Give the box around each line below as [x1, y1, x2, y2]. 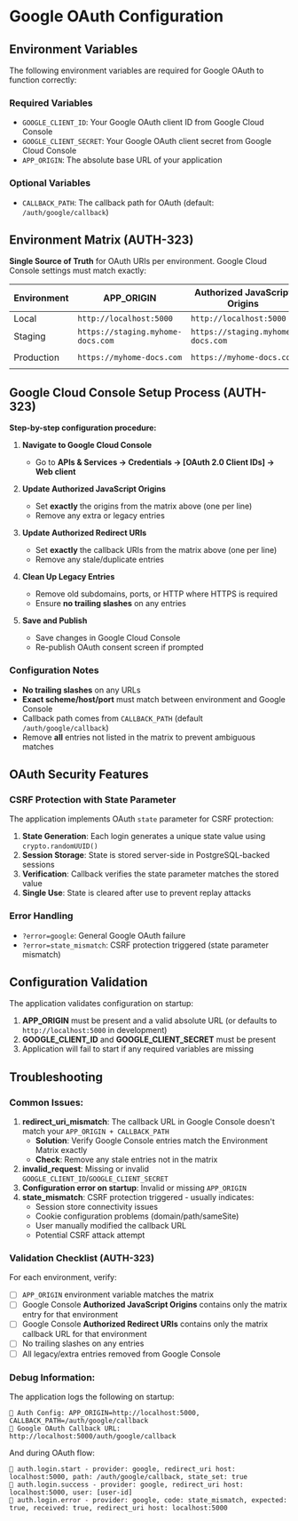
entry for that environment [21, 1309, 119, 1320]
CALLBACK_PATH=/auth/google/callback [9, 1416, 149, 1425]
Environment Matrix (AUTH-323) [9, 232, 194, 247]
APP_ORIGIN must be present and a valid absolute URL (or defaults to [21, 1015, 278, 1026]
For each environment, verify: [9, 1272, 117, 1283]
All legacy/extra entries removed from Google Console [21, 1349, 221, 1359]
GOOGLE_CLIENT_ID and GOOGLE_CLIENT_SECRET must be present [21, 1034, 277, 1045]
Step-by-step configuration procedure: [9, 422, 157, 433]
